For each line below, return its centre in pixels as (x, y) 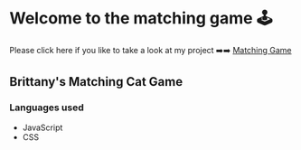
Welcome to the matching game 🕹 (141, 19)
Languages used (47, 108)
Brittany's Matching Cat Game (96, 82)
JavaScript (42, 127)
